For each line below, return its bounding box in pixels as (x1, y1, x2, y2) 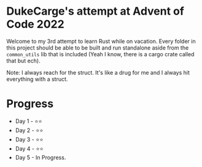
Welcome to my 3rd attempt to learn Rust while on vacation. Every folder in (6, 37, 196, 45)
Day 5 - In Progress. (15, 154, 66, 161)
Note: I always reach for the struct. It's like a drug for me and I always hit (6, 69, 190, 76)
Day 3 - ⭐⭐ (15, 136, 44, 143)
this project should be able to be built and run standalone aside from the (6, 44, 189, 51)
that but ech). (6, 57, 41, 64)
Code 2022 (6, 17, 64, 31)
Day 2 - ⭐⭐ (15, 127, 44, 134)
